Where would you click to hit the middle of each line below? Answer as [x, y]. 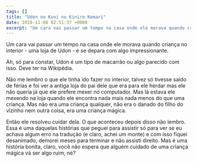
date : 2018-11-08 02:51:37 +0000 [47, 22]
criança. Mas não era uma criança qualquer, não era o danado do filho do [95, 104]
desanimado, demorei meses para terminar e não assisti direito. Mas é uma [97, 140]
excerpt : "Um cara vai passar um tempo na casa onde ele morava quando [95, 28]
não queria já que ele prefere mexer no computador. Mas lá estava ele [91, 92]
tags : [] [17, 11]
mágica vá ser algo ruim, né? [41, 153]
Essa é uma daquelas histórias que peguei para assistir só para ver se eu [94, 128]
